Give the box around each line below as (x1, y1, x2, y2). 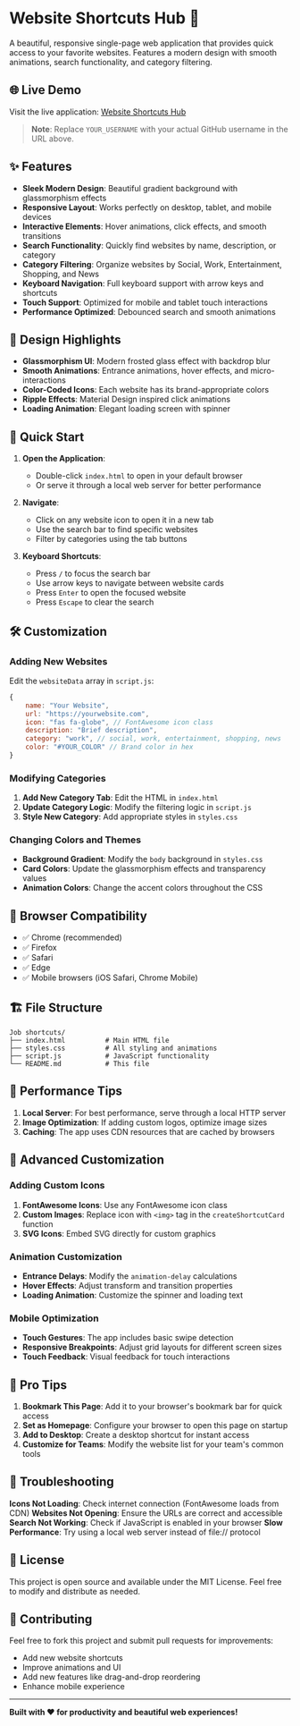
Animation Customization (9, 1250, 122, 1263)
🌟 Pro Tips (9, 1377, 67, 1392)
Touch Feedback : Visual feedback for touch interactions (21, 1351, 230, 1362)
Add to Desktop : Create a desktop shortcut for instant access (21, 1430, 250, 1440)
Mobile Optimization (9, 1312, 100, 1324)
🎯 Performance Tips (9, 1084, 123, 1099)
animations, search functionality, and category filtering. (9, 56, 212, 67)
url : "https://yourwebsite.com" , (25, 709, 150, 718)
